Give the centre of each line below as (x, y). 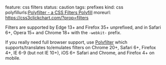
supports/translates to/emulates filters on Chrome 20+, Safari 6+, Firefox (81, 47)
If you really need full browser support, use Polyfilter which (66, 42)
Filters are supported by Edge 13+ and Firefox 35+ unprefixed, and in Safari (83, 27)
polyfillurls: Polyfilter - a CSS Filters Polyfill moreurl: (58, 12)
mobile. (13, 58)
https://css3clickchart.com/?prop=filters (47, 18)
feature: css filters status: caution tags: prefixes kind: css (64, 7)
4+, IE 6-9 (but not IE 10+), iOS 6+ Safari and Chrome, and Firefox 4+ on (80, 53)
